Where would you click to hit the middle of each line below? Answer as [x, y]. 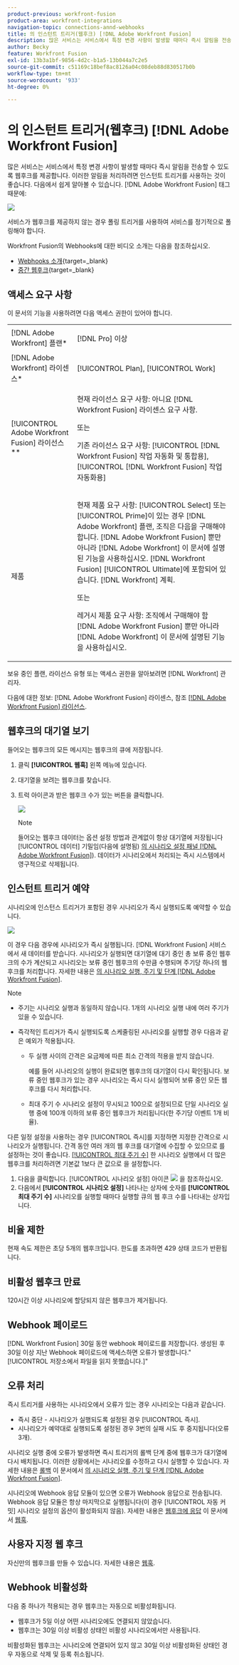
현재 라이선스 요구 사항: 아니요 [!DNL [135, 399]
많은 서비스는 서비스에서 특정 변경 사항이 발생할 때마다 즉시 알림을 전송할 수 [112, 167]
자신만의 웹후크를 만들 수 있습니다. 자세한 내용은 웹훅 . [81, 1562]
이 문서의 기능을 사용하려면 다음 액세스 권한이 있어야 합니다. [90, 313]
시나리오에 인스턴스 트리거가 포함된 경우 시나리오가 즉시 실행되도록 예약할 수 [113, 907]
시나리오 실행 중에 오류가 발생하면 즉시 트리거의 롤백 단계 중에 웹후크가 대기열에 [117, 1452]
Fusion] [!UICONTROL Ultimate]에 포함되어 [148, 569]
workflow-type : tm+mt [39, 73]
